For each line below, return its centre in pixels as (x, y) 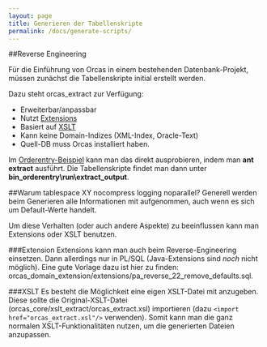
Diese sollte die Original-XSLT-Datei (68, 300)
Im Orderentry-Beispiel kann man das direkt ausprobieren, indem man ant (131, 160)
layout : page (30, 16)
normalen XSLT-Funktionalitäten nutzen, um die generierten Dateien (121, 326)
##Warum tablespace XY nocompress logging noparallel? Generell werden (133, 193)
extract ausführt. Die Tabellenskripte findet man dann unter (108, 169)
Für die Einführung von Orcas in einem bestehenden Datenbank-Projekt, (129, 70)
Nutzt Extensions (49, 118)
